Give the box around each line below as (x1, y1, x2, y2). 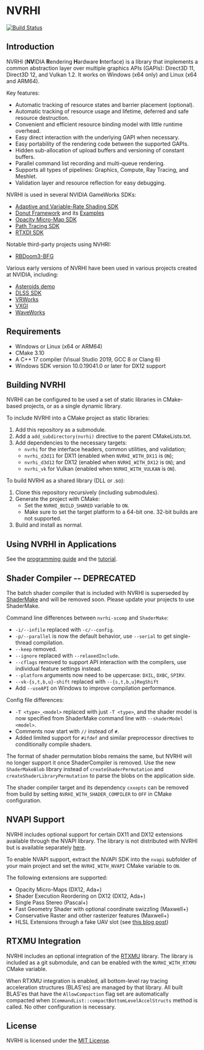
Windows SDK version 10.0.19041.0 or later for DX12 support (15, 362, 166, 369)
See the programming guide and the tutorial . (6, 555, 118, 563)
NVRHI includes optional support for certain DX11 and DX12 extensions (6, 830, 183, 838)
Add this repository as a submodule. (15, 426, 107, 434)
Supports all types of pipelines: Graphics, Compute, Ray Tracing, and (15, 166, 189, 173)
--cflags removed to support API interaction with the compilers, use (15, 659, 187, 665)
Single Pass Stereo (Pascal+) (15, 898, 88, 906)
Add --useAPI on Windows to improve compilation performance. (15, 684, 177, 692)
